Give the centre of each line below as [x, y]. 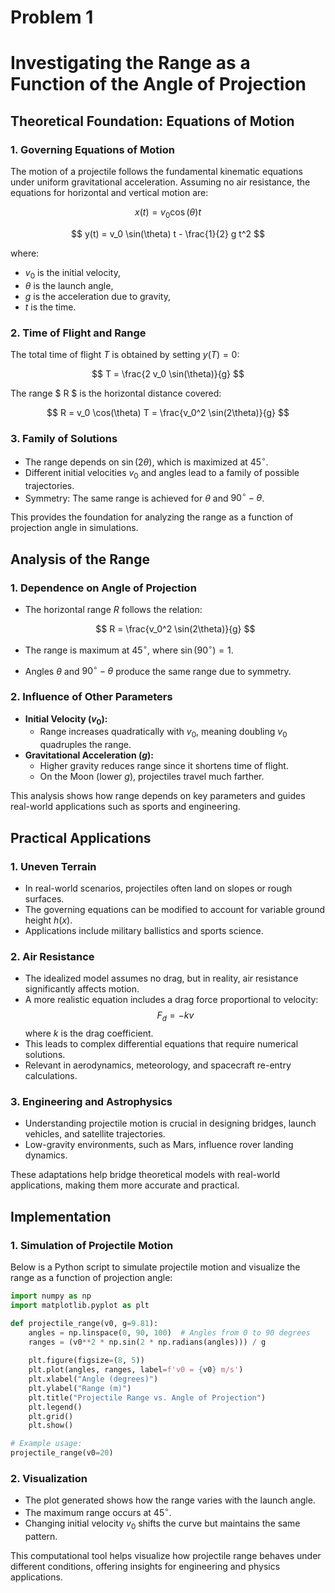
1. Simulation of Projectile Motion [92, 1245]
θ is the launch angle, [69, 285]
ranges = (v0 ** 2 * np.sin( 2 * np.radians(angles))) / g [147, 1342]
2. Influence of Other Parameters [91, 697]
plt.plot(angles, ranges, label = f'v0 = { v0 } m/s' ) [136, 1370]
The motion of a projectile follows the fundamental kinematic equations [156, 172]
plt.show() [51, 1426]
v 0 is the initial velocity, [72, 273]
